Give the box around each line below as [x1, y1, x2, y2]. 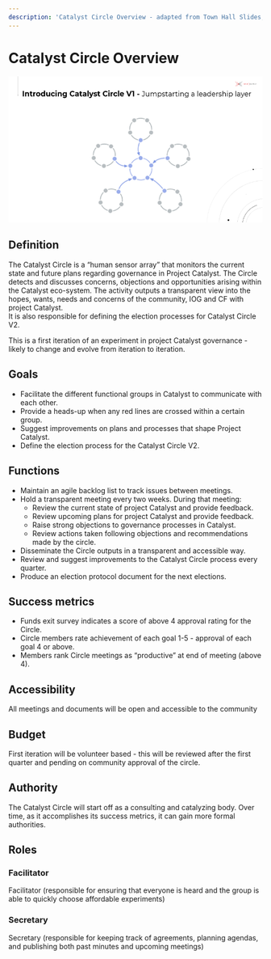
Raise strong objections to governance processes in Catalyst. [31, 520, 236, 530]
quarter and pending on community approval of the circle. [8, 757, 201, 767]
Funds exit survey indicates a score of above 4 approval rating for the [19, 616, 252, 626]
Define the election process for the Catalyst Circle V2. [19, 441, 200, 450]
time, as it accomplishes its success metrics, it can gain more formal [8, 811, 236, 821]
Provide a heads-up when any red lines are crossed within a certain [19, 406, 245, 416]
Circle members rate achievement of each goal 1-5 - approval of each [19, 633, 252, 643]
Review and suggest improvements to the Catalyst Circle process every [19, 554, 258, 564]
